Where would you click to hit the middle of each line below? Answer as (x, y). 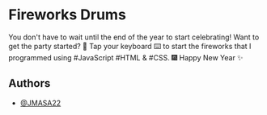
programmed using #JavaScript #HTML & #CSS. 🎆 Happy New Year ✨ (126, 57)
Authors (30, 83)
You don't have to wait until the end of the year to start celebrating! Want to (134, 37)
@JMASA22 (40, 103)
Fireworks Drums (68, 15)
